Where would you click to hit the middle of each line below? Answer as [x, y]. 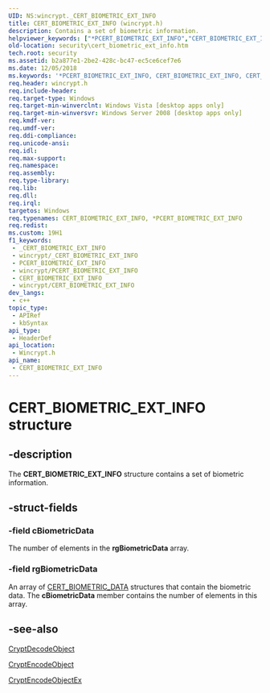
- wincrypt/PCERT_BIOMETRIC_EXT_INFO [75, 271]
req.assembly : [32, 173]
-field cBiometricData [51, 531]
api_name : [25, 361]
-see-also [33, 629]
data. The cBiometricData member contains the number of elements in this [133, 595]
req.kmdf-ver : [32, 121]
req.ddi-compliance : [43, 135]
